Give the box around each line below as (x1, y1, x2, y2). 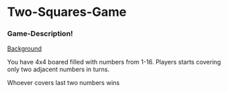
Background (7, 44, 42, 53)
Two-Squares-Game (7, 4, 126, 20)
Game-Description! (7, 29, 74, 39)
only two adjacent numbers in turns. (7, 65, 110, 73)
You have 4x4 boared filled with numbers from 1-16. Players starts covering (7, 58, 221, 66)
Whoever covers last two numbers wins (7, 79, 120, 87)
